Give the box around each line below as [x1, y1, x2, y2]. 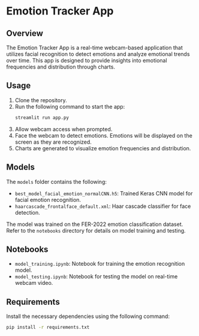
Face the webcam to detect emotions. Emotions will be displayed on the [14, 132, 193, 139]
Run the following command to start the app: [14, 103, 125, 110]
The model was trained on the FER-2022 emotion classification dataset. [6, 221, 183, 228]
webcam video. [14, 279, 53, 287]
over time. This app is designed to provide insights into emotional [6, 57, 167, 64]
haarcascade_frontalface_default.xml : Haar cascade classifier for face [14, 203, 191, 210]
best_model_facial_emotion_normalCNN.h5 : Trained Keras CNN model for [14, 189, 193, 197]
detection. [14, 209, 40, 216]
